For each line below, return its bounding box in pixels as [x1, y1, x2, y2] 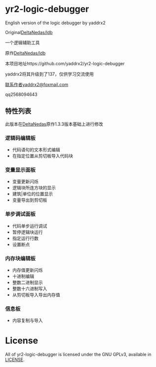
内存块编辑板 [5, 255, 36, 262]
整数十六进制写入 [12, 285, 47, 291]
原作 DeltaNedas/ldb [5, 50, 46, 56]
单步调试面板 [5, 211, 36, 218]
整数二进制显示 [12, 279, 43, 285]
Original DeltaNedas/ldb [5, 29, 53, 35]
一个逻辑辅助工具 [5, 40, 40, 45]
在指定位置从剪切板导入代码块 [12, 153, 73, 159]
